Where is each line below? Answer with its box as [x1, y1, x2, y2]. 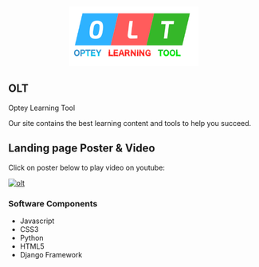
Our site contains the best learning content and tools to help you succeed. [8, 118, 252, 128]
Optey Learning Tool [8, 103, 76, 112]
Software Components [8, 198, 98, 209]
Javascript [19, 216, 55, 226]
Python [19, 233, 44, 242]
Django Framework [19, 249, 83, 259]
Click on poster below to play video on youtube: [8, 163, 166, 172]
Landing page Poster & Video [8, 142, 155, 155]
